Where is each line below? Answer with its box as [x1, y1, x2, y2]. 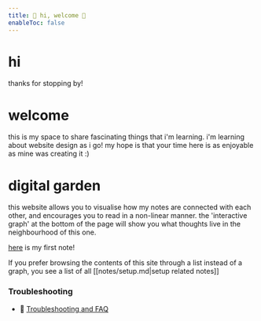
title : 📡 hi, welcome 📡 [8, 11, 86, 20]
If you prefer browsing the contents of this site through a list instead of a [8, 258, 242, 267]
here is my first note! [8, 243, 75, 253]
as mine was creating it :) [8, 149, 90, 158]
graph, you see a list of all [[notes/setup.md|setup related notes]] [8, 267, 219, 276]
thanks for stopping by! [8, 79, 84, 88]
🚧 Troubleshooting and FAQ [19, 304, 108, 313]
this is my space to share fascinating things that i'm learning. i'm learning [8, 132, 245, 142]
